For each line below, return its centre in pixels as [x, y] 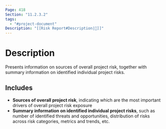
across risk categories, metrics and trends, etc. [61, 121]
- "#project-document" [33, 24]
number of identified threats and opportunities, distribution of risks [81, 116]
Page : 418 [15, 10]
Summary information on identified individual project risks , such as [83, 110]
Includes [19, 88]
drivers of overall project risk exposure [52, 105]
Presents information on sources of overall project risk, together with [76, 67]
